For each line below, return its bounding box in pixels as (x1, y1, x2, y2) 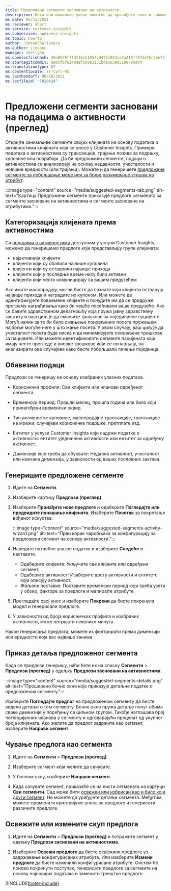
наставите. (12, 551, 37, 557)
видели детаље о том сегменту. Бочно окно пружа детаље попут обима (5, 703, 163, 709)
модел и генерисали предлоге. (12, 603, 80, 609)
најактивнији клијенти (12, 254, 61, 261)
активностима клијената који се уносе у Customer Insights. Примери (5, 144, 155, 150)
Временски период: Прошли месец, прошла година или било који (12, 399, 157, 405)
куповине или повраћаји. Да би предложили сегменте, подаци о (5, 155, 146, 161)
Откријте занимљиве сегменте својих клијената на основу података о (5, 139, 159, 145)
